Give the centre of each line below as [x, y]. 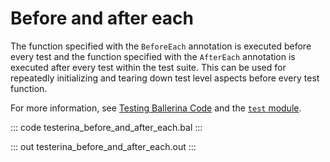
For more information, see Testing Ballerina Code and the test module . [156, 108]
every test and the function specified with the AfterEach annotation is [153, 56]
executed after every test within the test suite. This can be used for [148, 67]
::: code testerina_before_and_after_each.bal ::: [106, 127]
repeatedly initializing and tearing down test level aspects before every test [165, 78]
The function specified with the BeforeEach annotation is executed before [161, 46]
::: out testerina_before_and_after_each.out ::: [103, 146]
